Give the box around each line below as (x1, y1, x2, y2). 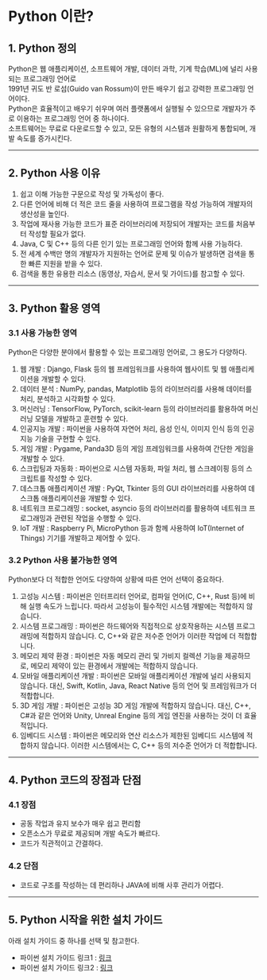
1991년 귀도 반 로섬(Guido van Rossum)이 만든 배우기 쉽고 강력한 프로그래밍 (8, 84, 246, 93)
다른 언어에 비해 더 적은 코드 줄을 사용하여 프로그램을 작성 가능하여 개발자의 (19, 199, 253, 208)
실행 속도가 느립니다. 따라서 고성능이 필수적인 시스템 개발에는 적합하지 (28, 601, 245, 611)
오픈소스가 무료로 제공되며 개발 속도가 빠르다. (19, 829, 161, 838)
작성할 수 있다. (47, 473, 93, 483)
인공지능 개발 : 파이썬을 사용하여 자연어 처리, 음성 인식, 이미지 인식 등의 (19, 423, 240, 434)
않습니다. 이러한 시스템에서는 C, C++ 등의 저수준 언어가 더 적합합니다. (41, 741, 257, 750)
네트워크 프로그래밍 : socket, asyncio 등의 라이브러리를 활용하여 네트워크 (19, 503, 248, 513)
